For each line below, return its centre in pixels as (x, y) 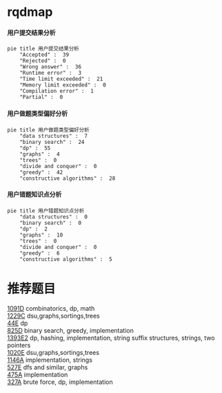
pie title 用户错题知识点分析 (46, 211)
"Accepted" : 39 (44, 55)
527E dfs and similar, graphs (48, 367)
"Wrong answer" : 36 (50, 67)
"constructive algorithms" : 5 (66, 259)
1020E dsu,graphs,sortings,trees (53, 352)
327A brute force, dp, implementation (60, 382)
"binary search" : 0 (50, 223)
